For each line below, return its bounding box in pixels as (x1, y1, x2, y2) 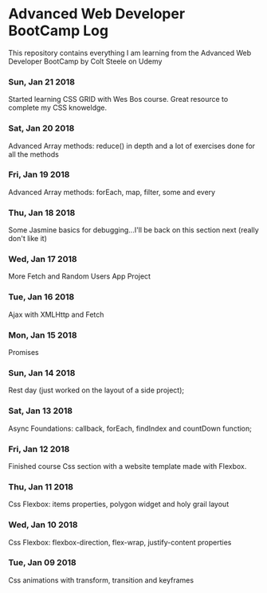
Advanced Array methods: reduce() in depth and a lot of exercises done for (8, 141, 256, 150)
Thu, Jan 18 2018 (8, 207, 76, 218)
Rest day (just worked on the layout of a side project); (8, 385, 185, 395)
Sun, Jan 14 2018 (8, 367, 76, 378)
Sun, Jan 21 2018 (8, 76, 76, 88)
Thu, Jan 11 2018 (8, 481, 74, 492)
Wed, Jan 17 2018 (8, 254, 77, 265)
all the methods (8, 149, 60, 159)
